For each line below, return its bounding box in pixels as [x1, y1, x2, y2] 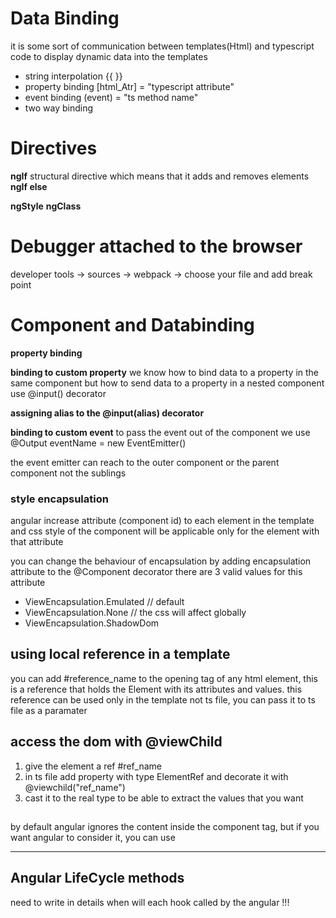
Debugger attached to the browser [10, 235, 303, 258]
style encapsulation [10, 492, 109, 506]
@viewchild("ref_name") [24, 781, 126, 793]
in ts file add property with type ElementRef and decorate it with [24, 770, 289, 782]
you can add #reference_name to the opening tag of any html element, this [10, 672, 318, 684]
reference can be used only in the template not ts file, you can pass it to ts [10, 693, 316, 706]
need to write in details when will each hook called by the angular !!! [10, 896, 290, 908]
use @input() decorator [10, 387, 107, 399]
